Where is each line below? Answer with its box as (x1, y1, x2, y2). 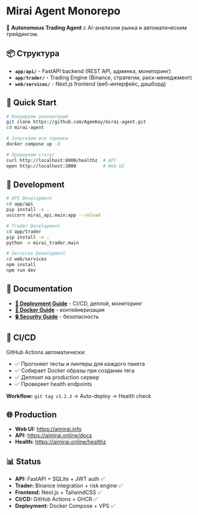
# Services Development (6, 251, 66, 257)
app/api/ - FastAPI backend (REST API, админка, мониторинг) (14, 67, 171, 74)
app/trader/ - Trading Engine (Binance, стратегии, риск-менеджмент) (14, 74, 193, 81)
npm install (6, 262, 36, 268)
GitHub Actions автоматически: (6, 348, 86, 356)
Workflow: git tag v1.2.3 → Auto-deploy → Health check (6, 392, 152, 399)
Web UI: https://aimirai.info (14, 426, 82, 433)
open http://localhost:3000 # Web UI (6, 163, 125, 169)
